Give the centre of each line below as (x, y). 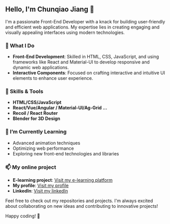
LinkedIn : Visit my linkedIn (40, 191)
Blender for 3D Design (37, 119)
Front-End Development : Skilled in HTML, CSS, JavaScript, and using (86, 57)
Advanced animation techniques (46, 143)
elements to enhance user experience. (53, 78)
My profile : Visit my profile (41, 185)
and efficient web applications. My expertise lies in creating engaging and (82, 27)
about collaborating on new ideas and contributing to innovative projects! (82, 206)
